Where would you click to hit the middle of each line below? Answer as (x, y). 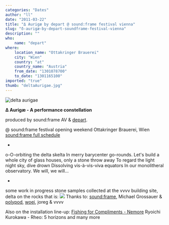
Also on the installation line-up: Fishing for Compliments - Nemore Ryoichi (83, 212)
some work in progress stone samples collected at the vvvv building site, (82, 190)
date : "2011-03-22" (26, 19)
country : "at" (29, 62)
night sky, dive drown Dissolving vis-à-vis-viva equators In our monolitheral (84, 165)
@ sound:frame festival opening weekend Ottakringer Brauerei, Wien (78, 130)
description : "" (22, 34)
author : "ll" (19, 15)
